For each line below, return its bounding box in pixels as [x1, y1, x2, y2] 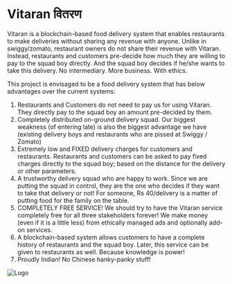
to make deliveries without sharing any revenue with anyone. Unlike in [7, 37, 206, 45]
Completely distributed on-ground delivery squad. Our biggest [17, 115, 196, 123]
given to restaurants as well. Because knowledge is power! [17, 247, 185, 256]
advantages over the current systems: [7, 87, 116, 96]
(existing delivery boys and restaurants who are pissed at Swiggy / [17, 130, 208, 138]
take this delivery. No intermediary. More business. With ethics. [7, 66, 188, 75]
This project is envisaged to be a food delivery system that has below [7, 80, 206, 88]
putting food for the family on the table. [17, 196, 130, 204]
